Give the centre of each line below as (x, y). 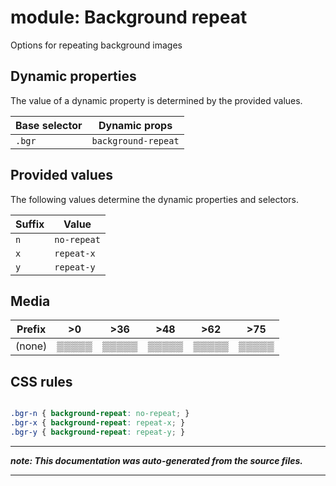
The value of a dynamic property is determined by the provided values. (156, 100)
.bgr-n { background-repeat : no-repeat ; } (100, 414)
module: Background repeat (129, 17)
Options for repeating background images (96, 45)
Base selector (49, 125)
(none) (31, 346)
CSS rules (41, 381)
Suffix (30, 224)
